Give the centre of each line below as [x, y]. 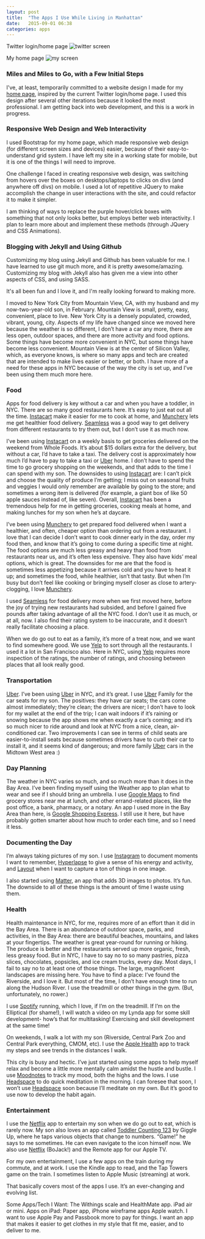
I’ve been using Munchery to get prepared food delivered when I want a [97, 524]
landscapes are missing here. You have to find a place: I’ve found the [93, 975]
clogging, [18, 589]
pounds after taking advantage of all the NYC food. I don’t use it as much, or [102, 614]
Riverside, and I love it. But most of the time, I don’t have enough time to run [102, 981]
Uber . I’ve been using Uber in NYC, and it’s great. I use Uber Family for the [100, 694]
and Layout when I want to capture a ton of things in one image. [86, 869]
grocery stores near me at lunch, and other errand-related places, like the [99, 801]
